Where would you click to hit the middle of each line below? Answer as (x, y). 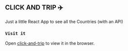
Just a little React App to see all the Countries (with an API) (64, 21)
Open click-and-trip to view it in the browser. (50, 43)
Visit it (15, 33)
